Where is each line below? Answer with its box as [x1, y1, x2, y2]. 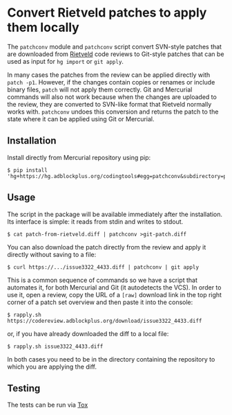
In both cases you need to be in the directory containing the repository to [7, 355, 215, 363]
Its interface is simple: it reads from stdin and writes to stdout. [7, 217, 184, 226]
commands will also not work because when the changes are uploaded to [7, 92, 217, 101]
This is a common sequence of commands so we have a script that [7, 276, 198, 284]
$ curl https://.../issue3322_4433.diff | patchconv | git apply [7, 263, 199, 271]
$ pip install [7, 166, 48, 174]
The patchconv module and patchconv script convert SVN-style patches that [7, 42, 222, 51]
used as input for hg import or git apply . [7, 57, 124, 65]
